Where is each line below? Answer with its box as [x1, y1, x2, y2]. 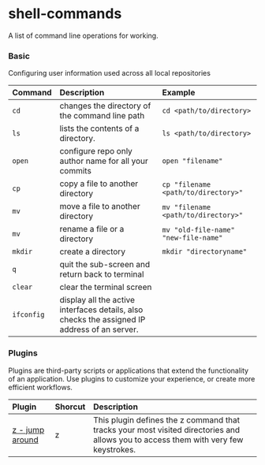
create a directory [59, 246, 126, 257]
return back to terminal [59, 269, 144, 280]
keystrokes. [93, 444, 136, 455]
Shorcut [54, 401, 86, 412]
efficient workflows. [8, 382, 73, 392]
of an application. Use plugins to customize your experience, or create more [8, 374, 256, 383]
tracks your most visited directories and [93, 424, 241, 435]
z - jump [12, 424, 45, 435]
